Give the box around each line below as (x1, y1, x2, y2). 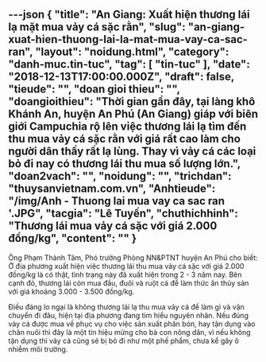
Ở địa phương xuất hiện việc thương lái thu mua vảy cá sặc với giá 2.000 (8, 261, 245, 271)
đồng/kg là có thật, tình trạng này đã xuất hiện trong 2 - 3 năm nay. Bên (8, 270, 242, 279)
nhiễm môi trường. (8, 344, 68, 354)
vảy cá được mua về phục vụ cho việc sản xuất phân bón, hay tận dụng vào (8, 319, 256, 329)
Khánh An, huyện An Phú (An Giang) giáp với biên (8, 107, 259, 121)
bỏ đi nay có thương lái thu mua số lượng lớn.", (8, 157, 241, 171)
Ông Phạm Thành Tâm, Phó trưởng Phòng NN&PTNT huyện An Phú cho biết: (8, 252, 258, 263)
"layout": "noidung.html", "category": (35, 45, 229, 59)
